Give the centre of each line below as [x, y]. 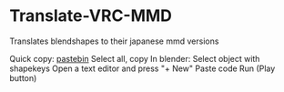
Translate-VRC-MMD [91, 16]
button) [23, 77]
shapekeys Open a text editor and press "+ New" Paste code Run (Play [142, 68]
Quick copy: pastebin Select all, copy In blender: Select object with [135, 58]
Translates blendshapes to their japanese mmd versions [114, 41]
